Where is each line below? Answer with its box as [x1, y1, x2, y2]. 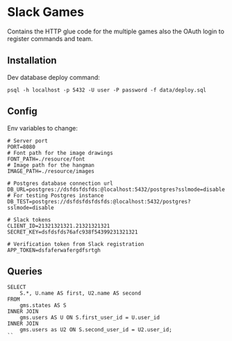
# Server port [7, 137, 49, 144]
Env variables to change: [7, 124, 78, 132]
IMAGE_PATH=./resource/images [7, 167, 95, 174]
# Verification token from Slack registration [7, 240, 144, 247]
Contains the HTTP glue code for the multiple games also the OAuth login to [7, 27, 224, 35]
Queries [7, 265, 43, 277]
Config [7, 106, 38, 117]
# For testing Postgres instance [7, 192, 104, 199]
